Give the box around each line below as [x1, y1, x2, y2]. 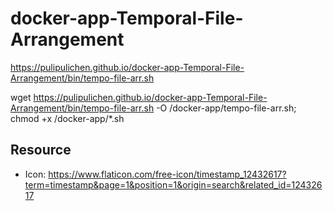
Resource [10, 142, 72, 159]
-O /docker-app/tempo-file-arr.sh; [156, 102, 297, 114]
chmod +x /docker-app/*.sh [10, 112, 125, 124]
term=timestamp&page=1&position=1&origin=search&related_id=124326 [24, 178, 323, 191]
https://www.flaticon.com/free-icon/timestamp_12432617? [48, 168, 287, 180]
